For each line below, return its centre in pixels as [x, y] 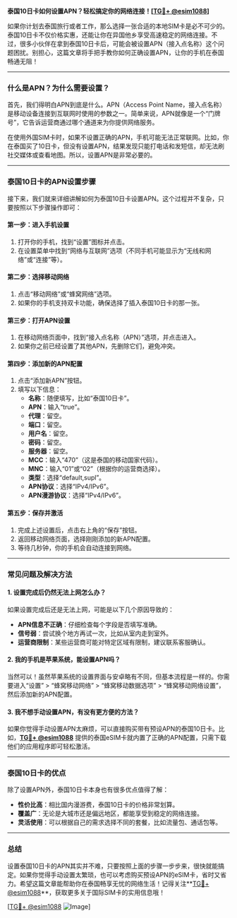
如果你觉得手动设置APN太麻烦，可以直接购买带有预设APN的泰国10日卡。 [113, 729]
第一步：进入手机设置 [38, 225]
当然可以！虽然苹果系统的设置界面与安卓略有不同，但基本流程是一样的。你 [115, 676]
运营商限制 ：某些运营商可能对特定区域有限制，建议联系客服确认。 [113, 642]
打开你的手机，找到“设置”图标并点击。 [73, 242]
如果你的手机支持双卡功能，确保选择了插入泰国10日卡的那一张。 [110, 303]
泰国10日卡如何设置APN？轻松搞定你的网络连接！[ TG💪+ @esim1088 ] [108, 11]
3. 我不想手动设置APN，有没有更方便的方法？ [73, 712]
